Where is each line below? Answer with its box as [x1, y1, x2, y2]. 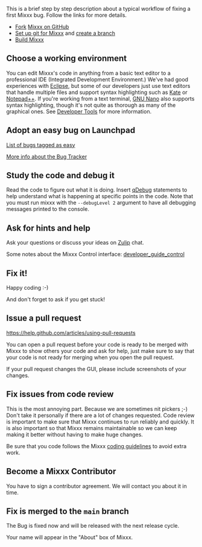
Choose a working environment [6, 54, 127, 64]
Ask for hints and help [6, 223, 90, 233]
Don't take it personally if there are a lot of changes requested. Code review [6, 411, 195, 419]
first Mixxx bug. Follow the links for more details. [6, 11, 127, 19]
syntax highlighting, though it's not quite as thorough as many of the [6, 101, 176, 108]
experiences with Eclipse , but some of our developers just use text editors [6, 82, 191, 89]
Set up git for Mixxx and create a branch [14, 30, 116, 37]
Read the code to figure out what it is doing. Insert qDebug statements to [6, 186, 188, 193]
